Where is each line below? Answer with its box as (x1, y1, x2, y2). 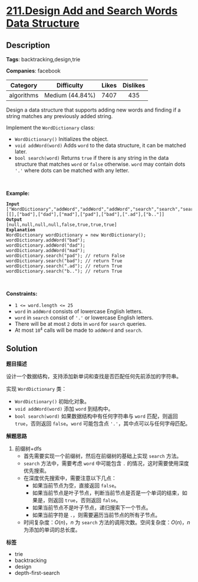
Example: (6, 190, 30, 197)
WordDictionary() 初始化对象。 (14, 397, 90, 405)
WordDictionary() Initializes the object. (14, 136, 109, 142)
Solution (6, 344, 38, 354)
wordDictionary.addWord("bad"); (6, 237, 85, 243)
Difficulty (56, 81, 84, 89)
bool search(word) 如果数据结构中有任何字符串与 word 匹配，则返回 (14, 412, 178, 420)
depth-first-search (14, 569, 60, 576)
